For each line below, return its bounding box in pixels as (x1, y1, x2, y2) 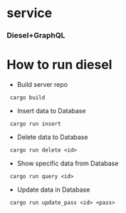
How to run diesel (6, 57, 112, 73)
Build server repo (16, 80, 68, 89)
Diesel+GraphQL (6, 31, 65, 41)
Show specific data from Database (16, 159, 119, 168)
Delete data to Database (16, 133, 88, 142)
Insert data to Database (16, 107, 86, 115)
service (6, 5, 53, 21)
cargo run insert (9, 120, 61, 128)
